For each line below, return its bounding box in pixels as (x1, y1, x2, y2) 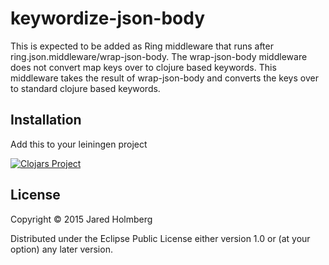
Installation (10, 112, 82, 129)
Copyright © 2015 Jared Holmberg (10, 213, 153, 225)
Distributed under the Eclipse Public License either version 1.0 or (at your (10, 232, 311, 244)
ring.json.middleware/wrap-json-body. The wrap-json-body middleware (10, 50, 308, 62)
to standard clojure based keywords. (10, 82, 161, 94)
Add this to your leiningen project (10, 138, 148, 150)
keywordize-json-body (10, 7, 206, 30)
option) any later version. (10, 243, 113, 255)
